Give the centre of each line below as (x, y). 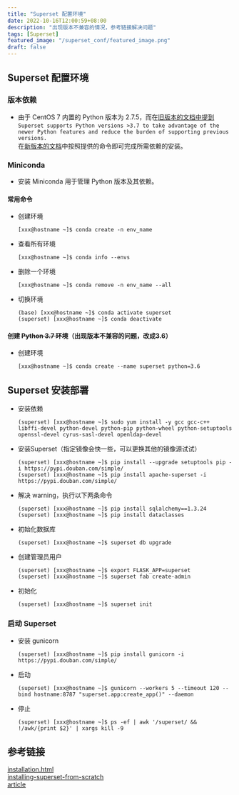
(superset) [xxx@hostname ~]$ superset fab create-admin (104, 577)
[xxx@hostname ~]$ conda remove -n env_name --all (95, 285)
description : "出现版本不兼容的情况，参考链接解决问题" (82, 27)
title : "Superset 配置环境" (47, 14)
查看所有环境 (36, 244)
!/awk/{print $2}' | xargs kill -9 (71, 728)
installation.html (31, 769)
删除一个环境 (36, 271)
